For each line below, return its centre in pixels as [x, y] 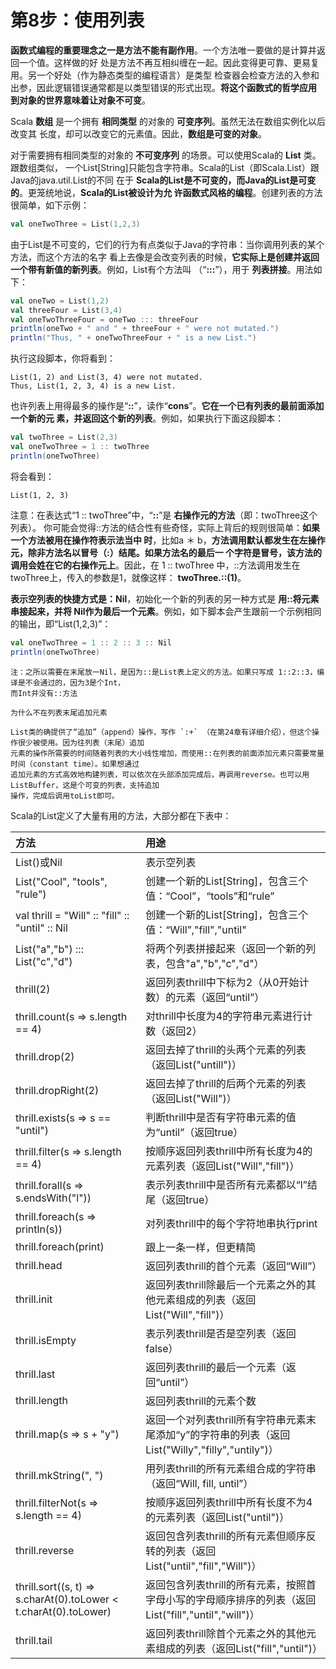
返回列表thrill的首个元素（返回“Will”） [234, 1266]
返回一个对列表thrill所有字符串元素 [226, 1419]
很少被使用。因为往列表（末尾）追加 [81, 742]
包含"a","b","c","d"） [215, 963]
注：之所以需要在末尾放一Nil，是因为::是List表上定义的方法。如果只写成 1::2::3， [164, 672]
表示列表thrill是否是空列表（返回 [221, 1333]
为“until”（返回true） [194, 1132]
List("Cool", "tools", [61, 881]
